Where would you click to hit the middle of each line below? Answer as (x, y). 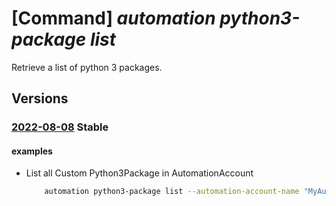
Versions (40, 98)
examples (32, 151)
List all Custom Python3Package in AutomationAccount (139, 173)
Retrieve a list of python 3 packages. (87, 67)
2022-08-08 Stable (60, 127)
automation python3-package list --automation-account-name (172, 192)
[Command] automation (113, 18)
